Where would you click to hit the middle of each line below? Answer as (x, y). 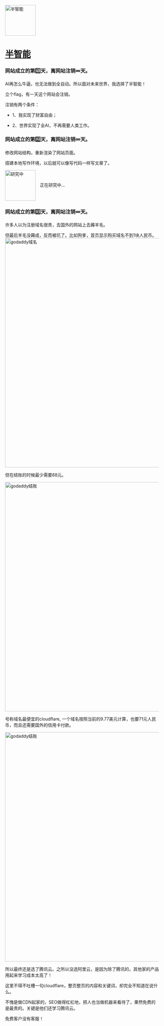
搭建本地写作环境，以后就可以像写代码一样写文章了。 (59, 163)
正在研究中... (52, 185)
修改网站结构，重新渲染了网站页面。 (41, 152)
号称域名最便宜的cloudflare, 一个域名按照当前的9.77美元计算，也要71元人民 (81, 719)
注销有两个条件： (22, 105)
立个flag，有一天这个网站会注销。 (39, 94)
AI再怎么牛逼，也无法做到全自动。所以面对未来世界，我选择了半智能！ (76, 84)
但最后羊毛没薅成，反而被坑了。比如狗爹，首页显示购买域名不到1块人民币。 (81, 235)
